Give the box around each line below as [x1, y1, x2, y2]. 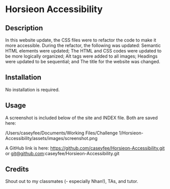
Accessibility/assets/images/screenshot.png [5, 135, 98, 141]
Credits [5, 165, 29, 174]
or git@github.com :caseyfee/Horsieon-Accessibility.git [5, 150, 120, 156]
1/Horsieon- [118, 130, 144, 136]
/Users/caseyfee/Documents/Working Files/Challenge [5, 130, 118, 136]
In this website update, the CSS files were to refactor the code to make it [5, 37, 156, 43]
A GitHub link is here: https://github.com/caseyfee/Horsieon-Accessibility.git [5, 145, 165, 151]
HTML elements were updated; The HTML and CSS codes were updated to [5, 48, 162, 54]
